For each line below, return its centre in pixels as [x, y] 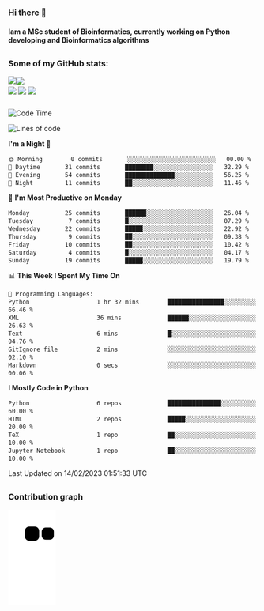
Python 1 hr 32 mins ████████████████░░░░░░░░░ [132, 302]
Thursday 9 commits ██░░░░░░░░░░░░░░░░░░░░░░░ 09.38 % [128, 237]
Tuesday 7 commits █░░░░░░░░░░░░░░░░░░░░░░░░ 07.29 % [128, 221]
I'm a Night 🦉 [30, 144]
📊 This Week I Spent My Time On [64, 276]
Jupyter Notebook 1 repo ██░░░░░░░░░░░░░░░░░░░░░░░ [132, 451]
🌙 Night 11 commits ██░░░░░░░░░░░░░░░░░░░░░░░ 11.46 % [128, 183]
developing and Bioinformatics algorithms [79, 40]
